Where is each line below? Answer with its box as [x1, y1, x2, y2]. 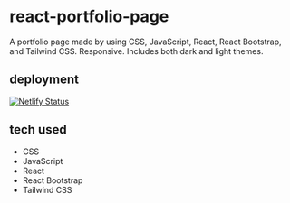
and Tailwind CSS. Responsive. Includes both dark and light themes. [9, 45, 264, 56]
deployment [9, 72, 80, 88]
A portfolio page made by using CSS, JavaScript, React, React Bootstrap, [9, 36, 283, 47]
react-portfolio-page [9, 6, 169, 27]
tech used [9, 122, 67, 137]
